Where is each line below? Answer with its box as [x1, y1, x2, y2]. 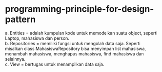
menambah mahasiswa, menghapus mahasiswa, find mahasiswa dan [5, 50, 144, 57]
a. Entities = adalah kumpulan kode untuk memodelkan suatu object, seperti [5, 30, 158, 36]
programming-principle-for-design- [5, 3, 154, 15]
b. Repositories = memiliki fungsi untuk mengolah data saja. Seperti [5, 40, 141, 46]
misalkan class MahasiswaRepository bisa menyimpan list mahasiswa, [5, 46, 146, 51]
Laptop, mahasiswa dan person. [5, 35, 70, 41]
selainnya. [5, 56, 26, 62]
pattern [5, 14, 36, 25]
